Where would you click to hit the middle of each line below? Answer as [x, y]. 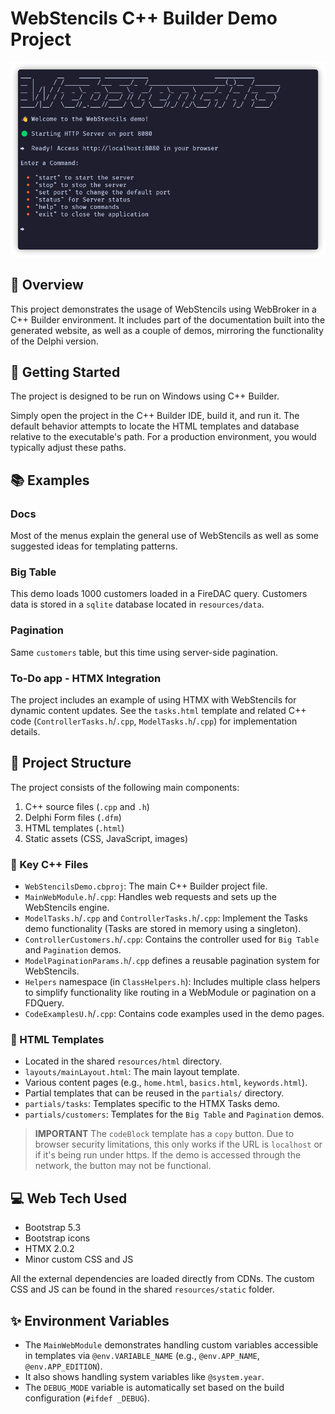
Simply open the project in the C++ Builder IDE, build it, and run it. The [155, 416]
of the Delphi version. [54, 341]
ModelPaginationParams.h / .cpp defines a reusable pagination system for [172, 961]
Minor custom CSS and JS [79, 1259]
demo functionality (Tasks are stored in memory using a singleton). [163, 929]
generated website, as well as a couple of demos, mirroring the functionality [167, 330]
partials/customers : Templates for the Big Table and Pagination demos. [174, 1114]
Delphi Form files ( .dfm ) [73, 817]
